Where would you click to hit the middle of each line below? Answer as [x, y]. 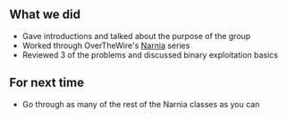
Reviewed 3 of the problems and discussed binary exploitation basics [150, 55]
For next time [47, 83]
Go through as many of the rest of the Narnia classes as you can [141, 104]
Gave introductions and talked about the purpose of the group [136, 35]
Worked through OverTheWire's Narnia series [106, 45]
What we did [45, 15]
